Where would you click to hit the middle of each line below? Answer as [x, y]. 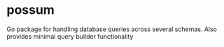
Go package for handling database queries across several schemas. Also [112, 29]
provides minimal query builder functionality [70, 36]
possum [31, 10]
